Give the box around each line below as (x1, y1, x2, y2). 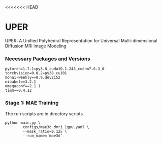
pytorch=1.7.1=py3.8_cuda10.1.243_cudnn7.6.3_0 (5, 67, 105, 71)
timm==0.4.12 (5, 88, 32, 93)
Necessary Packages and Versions (5, 55, 91, 62)
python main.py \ (5, 120, 41, 125)
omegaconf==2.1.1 (5, 84, 41, 89)
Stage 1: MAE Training (5, 100, 59, 107)
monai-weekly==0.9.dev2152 (5, 75, 61, 80)
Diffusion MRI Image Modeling (5, 43, 66, 49)
